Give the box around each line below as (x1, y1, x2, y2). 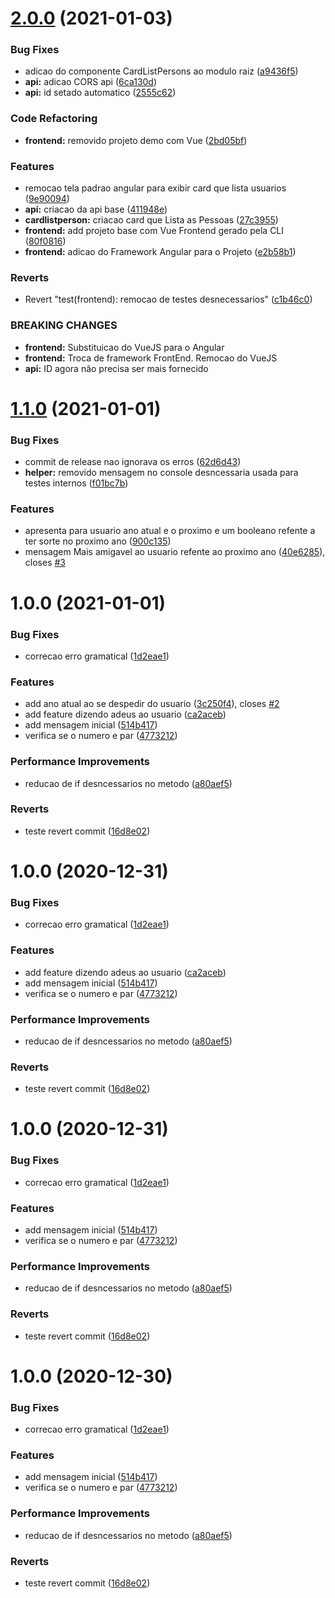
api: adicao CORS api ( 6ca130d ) (24, 76, 158, 88)
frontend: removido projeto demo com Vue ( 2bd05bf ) (24, 134, 248, 146)
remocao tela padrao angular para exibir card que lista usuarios (24, 182, 287, 194)
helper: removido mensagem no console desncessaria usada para (24, 467, 299, 479)
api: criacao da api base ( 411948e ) (24, 203, 168, 216)
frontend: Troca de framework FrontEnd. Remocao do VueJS (24, 352, 278, 364)
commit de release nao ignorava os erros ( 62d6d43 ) (24, 456, 242, 468)
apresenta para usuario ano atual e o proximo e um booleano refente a (24, 525, 316, 537)
